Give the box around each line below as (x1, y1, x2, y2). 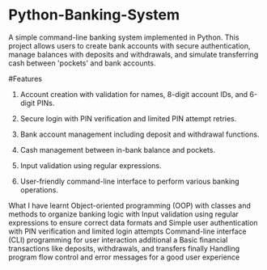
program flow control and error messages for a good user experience (8, 252, 240, 262)
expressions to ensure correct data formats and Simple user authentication (8, 217, 258, 227)
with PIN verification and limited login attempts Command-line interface (8, 226, 247, 236)
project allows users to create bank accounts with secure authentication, (8, 40, 251, 50)
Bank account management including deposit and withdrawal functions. (19, 129, 260, 139)
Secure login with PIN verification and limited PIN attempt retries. (19, 113, 237, 123)
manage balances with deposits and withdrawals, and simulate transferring (8, 49, 259, 59)
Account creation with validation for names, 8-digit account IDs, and (19, 89, 248, 99)
